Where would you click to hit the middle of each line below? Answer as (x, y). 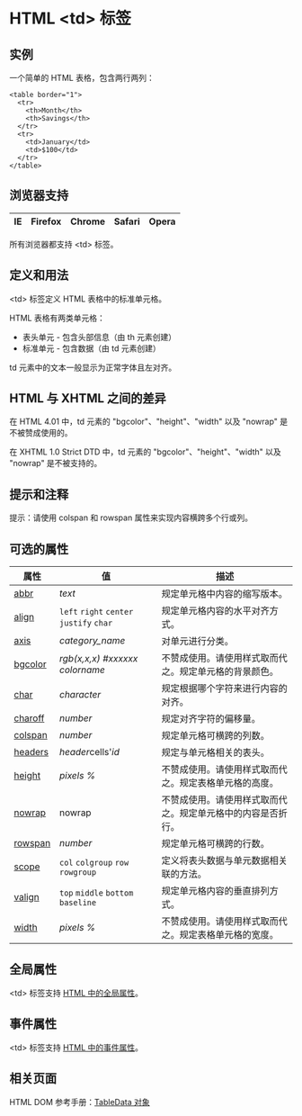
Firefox (46, 221)
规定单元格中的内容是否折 (233, 814)
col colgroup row (94, 863)
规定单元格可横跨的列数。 (215, 736)
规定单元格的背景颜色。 (229, 671)
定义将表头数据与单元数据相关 (224, 860)
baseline (78, 903)
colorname (83, 670)
